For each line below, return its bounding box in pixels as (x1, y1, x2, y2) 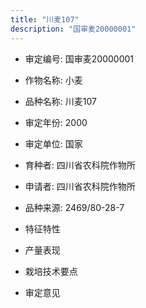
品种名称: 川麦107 (24, 95, 97, 107)
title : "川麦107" (10, 14, 80, 25)
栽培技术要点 (24, 265, 78, 277)
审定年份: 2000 (24, 116, 88, 128)
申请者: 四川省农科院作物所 (24, 180, 136, 192)
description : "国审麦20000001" (10, 24, 137, 34)
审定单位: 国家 (24, 137, 83, 150)
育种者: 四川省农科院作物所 (24, 159, 136, 171)
